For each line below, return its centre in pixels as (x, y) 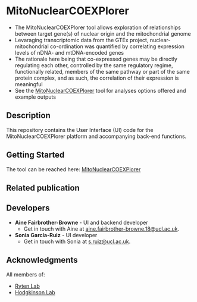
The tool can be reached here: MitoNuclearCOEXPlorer (74, 169)
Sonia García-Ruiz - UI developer (56, 235)
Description (28, 116)
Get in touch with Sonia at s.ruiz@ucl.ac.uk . (77, 241)
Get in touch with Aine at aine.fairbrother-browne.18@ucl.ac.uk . (101, 229)
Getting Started (35, 155)
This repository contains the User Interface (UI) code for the (80, 130)
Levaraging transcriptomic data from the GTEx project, (82, 40)
